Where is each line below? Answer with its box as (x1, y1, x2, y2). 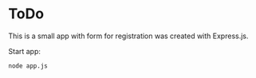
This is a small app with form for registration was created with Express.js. (8, 31, 249, 41)
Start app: (8, 46, 41, 56)
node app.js (8, 61, 48, 70)
